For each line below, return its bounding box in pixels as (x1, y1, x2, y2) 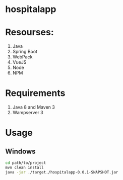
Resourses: (5, 27, 54, 38)
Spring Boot (12, 49, 38, 55)
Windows (5, 147, 36, 155)
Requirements (5, 87, 66, 99)
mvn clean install (5, 165, 44, 170)
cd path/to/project (5, 160, 46, 165)
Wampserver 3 (12, 110, 44, 116)
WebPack (12, 54, 33, 60)
